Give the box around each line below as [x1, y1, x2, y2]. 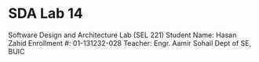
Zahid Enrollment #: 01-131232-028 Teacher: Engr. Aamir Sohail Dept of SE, [8, 38, 252, 47]
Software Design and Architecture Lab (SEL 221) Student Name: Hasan [8, 30, 237, 40]
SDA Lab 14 [8, 5, 84, 22]
